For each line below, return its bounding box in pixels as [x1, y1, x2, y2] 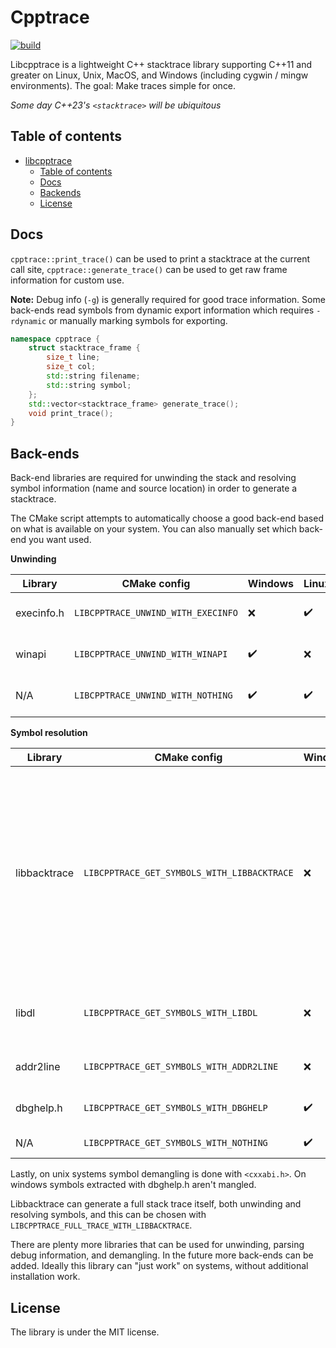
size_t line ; [46, 352, 101, 363]
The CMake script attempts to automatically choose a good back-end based [10, 512, 324, 525]
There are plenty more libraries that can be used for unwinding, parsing [10, 1239, 305, 1251]
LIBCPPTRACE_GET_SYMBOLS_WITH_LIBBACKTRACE [83, 867, 294, 879]
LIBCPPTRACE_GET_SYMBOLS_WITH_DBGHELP [83, 1102, 268, 1114]
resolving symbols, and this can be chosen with [10, 1209, 207, 1221]
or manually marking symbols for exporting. [48, 314, 228, 326]
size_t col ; [46, 362, 97, 372]
